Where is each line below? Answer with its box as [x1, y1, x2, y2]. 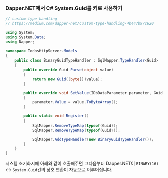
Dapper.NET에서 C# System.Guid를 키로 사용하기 [5, 4, 122, 11]
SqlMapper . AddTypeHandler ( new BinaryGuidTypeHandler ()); [32, 137, 154, 142]
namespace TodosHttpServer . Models [5, 48, 78, 53]
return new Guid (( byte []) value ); [32, 77, 102, 82]
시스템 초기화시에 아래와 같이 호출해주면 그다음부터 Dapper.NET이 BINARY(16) [5, 160, 159, 167]
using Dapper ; [5, 39, 35, 44]
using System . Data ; [5, 34, 46, 40]
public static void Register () [23, 113, 89, 119]
